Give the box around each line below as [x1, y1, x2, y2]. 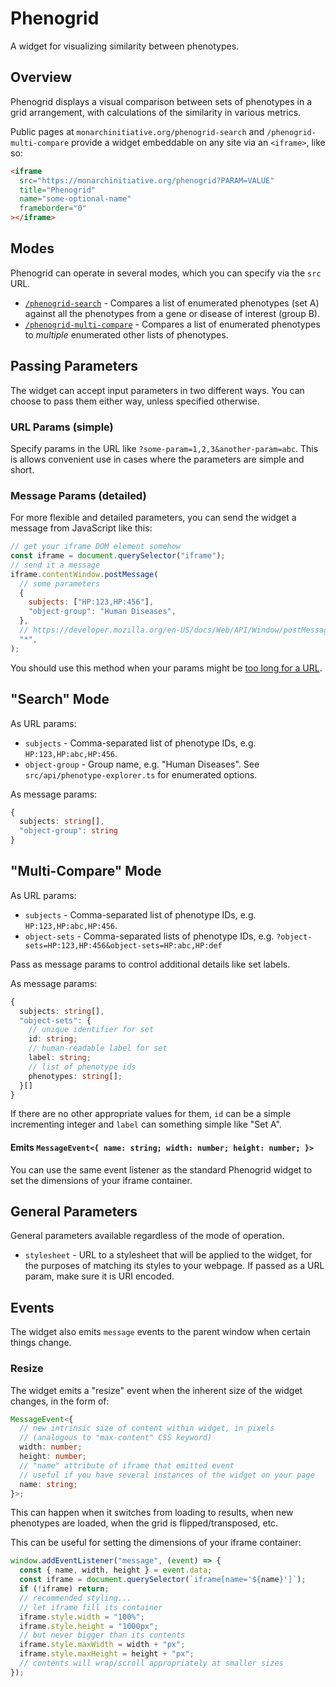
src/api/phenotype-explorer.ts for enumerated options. [24, 768, 258, 781]
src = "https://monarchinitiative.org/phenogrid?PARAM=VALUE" [19, 175, 275, 186]
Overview [10, 69, 73, 86]
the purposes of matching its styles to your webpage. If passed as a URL [24, 1260, 325, 1272]
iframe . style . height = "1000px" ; [19, 1621, 159, 1631]
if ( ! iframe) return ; [19, 1584, 110, 1594]
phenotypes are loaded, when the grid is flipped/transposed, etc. [10, 1517, 279, 1529]
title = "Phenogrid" [19, 185, 97, 195]
